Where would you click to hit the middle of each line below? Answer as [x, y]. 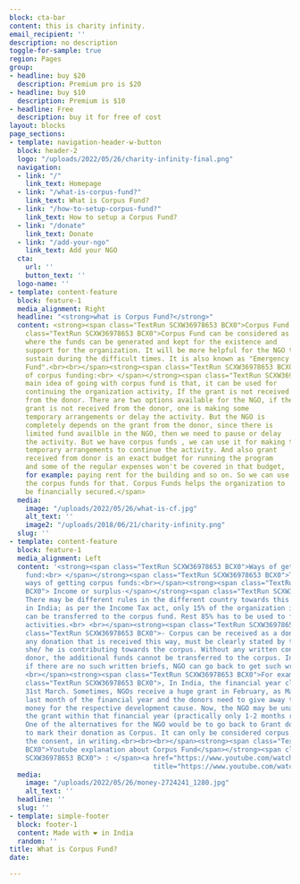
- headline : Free [42, 109]
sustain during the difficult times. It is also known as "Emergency [158, 359]
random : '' [37, 841]
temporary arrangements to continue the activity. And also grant [151, 450]
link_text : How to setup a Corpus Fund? [101, 217]
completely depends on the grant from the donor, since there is [150, 425]
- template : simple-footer [59, 816]
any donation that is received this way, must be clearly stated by [155, 642]
